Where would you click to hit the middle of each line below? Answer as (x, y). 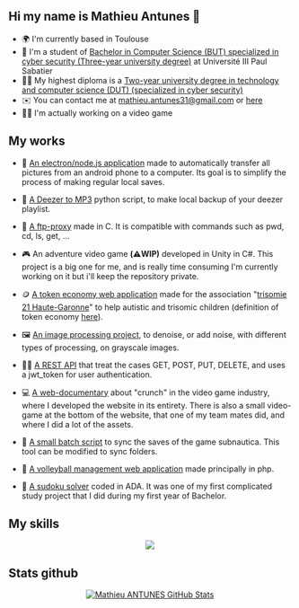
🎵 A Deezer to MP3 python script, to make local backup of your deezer (152, 199)
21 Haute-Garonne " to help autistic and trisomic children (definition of (150, 307)
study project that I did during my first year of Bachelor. (124, 496)
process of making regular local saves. (93, 181)
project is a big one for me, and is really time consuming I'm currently (150, 267)
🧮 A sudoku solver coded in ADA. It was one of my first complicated (147, 486)
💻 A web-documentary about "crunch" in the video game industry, (145, 392)
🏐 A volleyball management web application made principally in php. (148, 469)
